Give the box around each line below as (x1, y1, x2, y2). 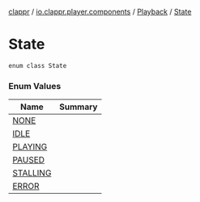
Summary (59, 101, 98, 112)
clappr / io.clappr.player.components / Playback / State (8, 7, 192, 16)
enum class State (8, 61, 67, 69)
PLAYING (12, 141, 48, 153)
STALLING (12, 167, 52, 179)
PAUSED (12, 154, 45, 166)
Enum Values (8, 80, 62, 91)
